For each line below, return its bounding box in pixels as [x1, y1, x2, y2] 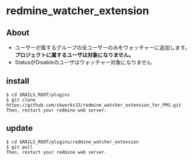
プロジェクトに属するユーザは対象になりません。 [14, 51, 134, 58]
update [6, 123, 33, 133]
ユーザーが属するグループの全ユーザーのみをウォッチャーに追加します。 [14, 44, 191, 51]
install [6, 76, 30, 86]
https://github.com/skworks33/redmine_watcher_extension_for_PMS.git [6, 102, 182, 108]
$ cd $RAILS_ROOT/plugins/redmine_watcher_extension [6, 139, 139, 145]
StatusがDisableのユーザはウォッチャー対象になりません [14, 59, 152, 65]
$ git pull [6, 144, 33, 150]
